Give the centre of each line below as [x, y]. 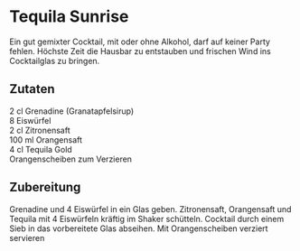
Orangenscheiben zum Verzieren [71, 159]
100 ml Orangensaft [46, 139]
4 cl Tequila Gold [41, 149]
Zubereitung [45, 187]
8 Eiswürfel [30, 120]
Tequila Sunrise [69, 17]
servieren [27, 237]
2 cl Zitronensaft [40, 130]
